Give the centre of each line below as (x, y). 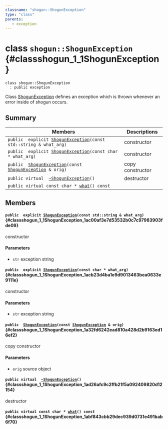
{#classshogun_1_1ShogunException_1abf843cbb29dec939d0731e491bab (84, 417)
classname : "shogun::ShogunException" (45, 10)
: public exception (30, 87)
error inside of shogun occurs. (36, 102)
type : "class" (20, 14)
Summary (21, 118)
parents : (14, 19)
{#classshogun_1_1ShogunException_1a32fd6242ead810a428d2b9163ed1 (84, 329)
